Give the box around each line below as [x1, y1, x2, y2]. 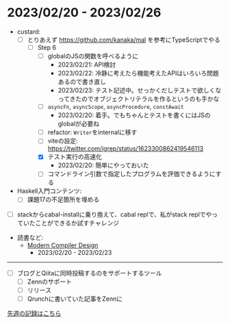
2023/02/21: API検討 [57, 60, 116, 69]
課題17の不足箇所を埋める [27, 195, 100, 203]
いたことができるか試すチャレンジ [23, 219, 120, 227]
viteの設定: [47, 137, 79, 145]
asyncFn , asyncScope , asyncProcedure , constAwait [47, 103, 184, 111]
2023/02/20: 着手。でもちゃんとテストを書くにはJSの [57, 111, 211, 119]
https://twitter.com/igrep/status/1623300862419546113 [47, 145, 204, 153]
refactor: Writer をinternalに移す [47, 128, 138, 136]
